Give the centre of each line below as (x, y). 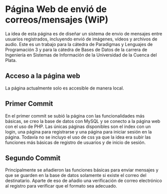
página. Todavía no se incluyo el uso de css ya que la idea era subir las (78, 137)
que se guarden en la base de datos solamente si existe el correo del (76, 175)
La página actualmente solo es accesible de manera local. (65, 88)
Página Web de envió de (56, 9)
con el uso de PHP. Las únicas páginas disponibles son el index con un (78, 126)
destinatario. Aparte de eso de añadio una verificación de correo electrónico (84, 180)
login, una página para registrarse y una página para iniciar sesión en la (79, 131)
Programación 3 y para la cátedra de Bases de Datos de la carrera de (76, 49)
